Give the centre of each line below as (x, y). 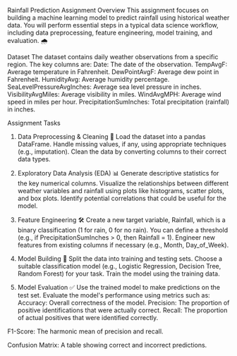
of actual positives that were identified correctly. (88, 318)
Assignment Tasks (34, 123)
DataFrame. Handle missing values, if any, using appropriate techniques (122, 144)
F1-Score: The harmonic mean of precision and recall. (85, 331)
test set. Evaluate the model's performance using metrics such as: (114, 295)
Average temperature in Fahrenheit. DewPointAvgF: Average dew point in (113, 72)
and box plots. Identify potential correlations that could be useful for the (122, 198)
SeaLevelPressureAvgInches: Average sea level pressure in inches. (104, 87)
